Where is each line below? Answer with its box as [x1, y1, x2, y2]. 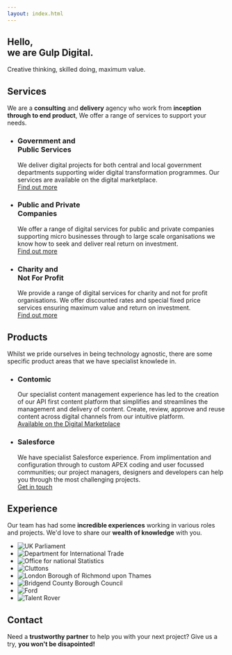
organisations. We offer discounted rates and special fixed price [17, 297, 201, 305]
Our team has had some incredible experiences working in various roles [7, 521, 215, 530]
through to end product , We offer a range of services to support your [7, 111, 207, 120]
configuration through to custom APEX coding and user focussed [17, 460, 204, 468]
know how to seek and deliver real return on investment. [17, 239, 179, 248]
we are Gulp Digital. [7, 47, 94, 59]
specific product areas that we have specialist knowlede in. [7, 356, 177, 365]
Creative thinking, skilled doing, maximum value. [7, 65, 146, 74]
